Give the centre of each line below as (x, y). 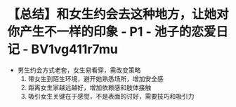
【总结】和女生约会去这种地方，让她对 (118, 14)
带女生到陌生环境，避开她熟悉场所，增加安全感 (96, 78)
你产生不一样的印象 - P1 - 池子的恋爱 (112, 32)
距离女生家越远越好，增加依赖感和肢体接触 (90, 87)
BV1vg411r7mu (74, 49)
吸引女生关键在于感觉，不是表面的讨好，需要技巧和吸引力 (111, 96)
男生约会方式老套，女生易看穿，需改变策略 (79, 70)
